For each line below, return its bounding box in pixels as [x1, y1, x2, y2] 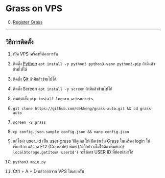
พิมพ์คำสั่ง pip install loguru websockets [12, 95, 94, 101]
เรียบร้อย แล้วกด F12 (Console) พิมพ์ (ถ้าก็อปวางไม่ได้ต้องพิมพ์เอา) [12, 143, 124, 149]
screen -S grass [12, 120, 46, 125]
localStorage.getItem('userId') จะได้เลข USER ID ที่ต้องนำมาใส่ [12, 149, 134, 155]
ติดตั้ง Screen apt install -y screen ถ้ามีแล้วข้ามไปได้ [12, 86, 113, 91]
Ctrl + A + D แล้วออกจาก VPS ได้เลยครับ [12, 168, 85, 174]
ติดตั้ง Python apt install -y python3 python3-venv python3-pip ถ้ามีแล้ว [12, 61, 156, 67]
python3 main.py [12, 159, 46, 164]
